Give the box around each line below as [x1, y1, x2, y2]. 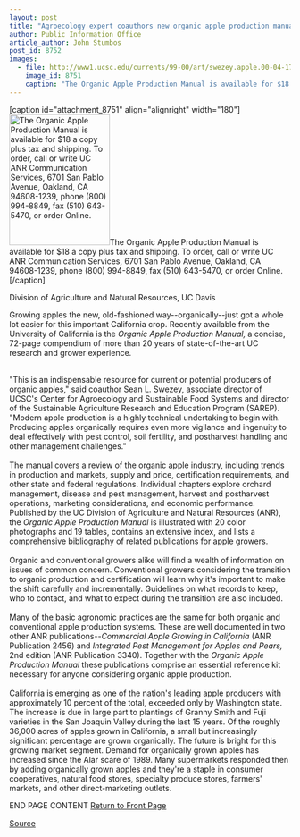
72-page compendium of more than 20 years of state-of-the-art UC [9, 337, 259, 349]
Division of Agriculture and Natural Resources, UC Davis [9, 292, 216, 302]
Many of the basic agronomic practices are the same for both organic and [9, 612, 281, 622]
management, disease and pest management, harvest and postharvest [9, 488, 270, 499]
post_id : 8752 [9, 46, 62, 55]
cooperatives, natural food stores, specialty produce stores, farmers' [9, 773, 263, 783]
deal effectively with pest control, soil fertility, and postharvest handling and [9, 431, 288, 442]
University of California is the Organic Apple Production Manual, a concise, [9, 328, 286, 339]
